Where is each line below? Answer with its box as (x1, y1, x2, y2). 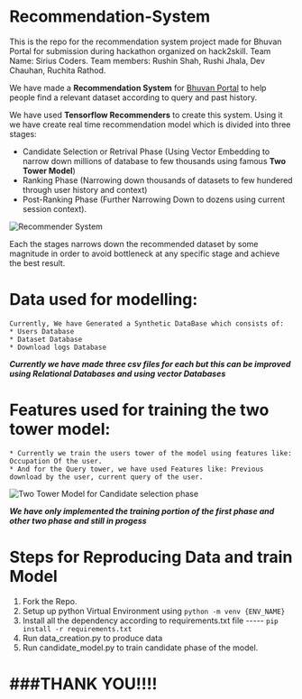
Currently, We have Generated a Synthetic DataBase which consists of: (9, 318, 284, 328)
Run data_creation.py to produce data (22, 632, 163, 643)
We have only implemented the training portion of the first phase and (9, 505, 275, 516)
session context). (22, 203, 87, 214)
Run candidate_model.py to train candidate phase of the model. (22, 642, 259, 653)
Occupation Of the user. (9, 456, 103, 465)
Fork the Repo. (22, 595, 78, 606)
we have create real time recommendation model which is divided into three (9, 119, 291, 130)
